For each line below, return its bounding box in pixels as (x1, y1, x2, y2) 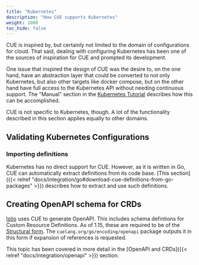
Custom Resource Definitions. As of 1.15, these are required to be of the (6, 221, 180, 228)
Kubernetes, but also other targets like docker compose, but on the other (6, 78, 184, 85)
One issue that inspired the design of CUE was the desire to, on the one (6, 66, 181, 73)
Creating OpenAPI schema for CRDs (6, 199, 142, 209)
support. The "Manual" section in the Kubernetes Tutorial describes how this (6, 91, 193, 98)
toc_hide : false (6, 25, 46, 31)
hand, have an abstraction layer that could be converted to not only (6, 72, 171, 79)
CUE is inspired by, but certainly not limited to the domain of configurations (6, 41, 190, 49)
